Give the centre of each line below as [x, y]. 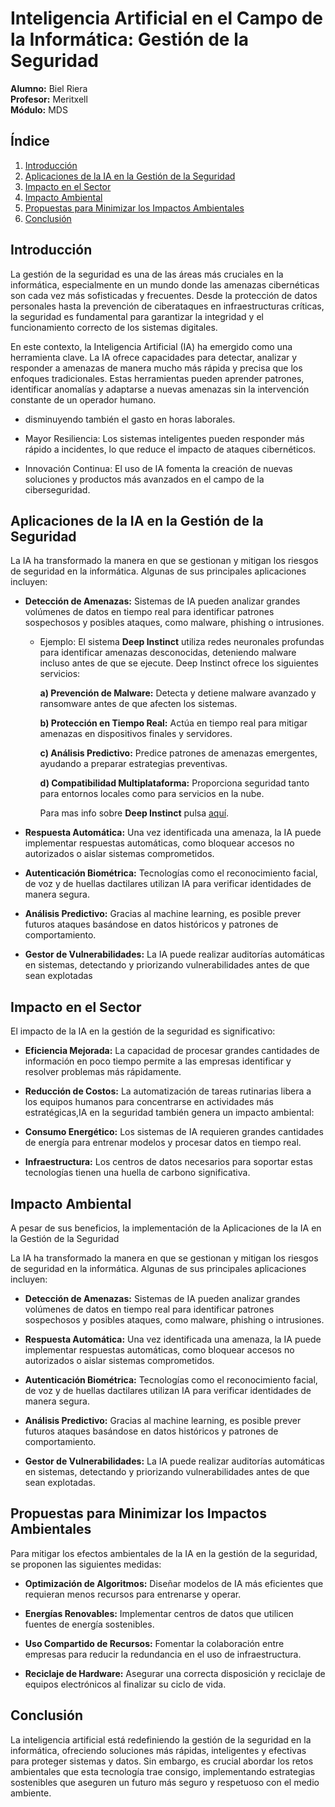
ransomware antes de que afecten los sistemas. [138, 704]
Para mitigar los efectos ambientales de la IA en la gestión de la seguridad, [164, 1553]
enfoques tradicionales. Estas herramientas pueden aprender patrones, [157, 378]
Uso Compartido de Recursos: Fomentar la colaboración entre [154, 1643]
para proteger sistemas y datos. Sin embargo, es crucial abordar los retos [162, 1761]
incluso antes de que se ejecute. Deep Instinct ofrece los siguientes [179, 663]
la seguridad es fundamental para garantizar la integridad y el [137, 316]
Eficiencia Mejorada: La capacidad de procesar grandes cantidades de [172, 1051]
